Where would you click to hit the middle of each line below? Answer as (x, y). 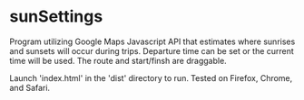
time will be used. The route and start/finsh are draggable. (118, 60)
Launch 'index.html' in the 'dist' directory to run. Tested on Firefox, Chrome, (151, 77)
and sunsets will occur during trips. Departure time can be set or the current (152, 50)
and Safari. (30, 87)
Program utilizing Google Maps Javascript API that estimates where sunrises (152, 41)
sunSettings (56, 17)
